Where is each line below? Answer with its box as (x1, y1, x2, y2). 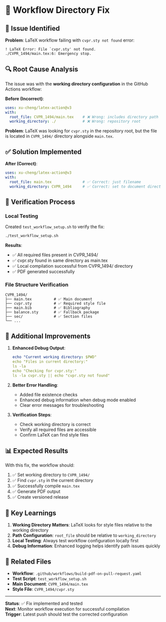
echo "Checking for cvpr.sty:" (12, 368, 77, 373)
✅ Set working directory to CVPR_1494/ (12, 472, 90, 478)
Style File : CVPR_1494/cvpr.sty (12, 586, 75, 592)
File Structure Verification (5, 282, 69, 288)
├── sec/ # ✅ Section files (5, 314, 93, 319)
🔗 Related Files (5, 557, 51, 566)
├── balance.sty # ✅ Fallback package (5, 310, 99, 315)
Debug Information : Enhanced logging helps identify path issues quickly (12, 543, 161, 549)
